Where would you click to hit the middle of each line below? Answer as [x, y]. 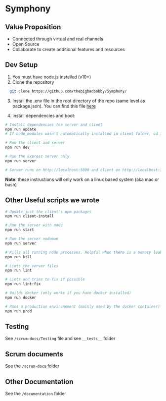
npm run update [21, 129]
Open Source [26, 44]
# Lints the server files [32, 266]
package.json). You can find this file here [54, 106]
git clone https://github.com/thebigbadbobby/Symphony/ [68, 91]
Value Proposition [33, 27]
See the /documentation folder [36, 393]
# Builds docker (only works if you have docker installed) [68, 293]
